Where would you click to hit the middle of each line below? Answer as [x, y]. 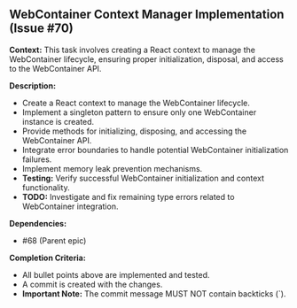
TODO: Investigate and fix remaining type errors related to [128, 196]
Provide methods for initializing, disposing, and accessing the [134, 131]
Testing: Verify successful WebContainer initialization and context [143, 178]
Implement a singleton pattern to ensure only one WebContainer [139, 112]
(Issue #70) [41, 29]
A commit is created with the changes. [92, 284]
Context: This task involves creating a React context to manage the [132, 50]
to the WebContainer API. [55, 68]
